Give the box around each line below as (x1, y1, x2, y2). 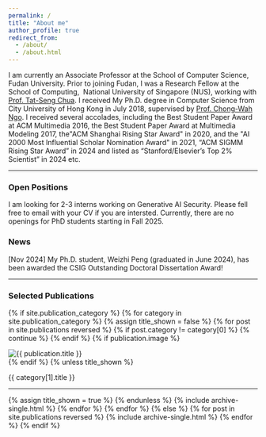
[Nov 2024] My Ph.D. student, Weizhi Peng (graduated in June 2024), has (8, 255, 249, 264)
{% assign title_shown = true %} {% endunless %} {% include (8, 395, 210, 404)
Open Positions (8, 182, 69, 193)
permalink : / (8, 11, 51, 20)
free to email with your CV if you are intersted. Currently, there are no (8, 208, 234, 218)
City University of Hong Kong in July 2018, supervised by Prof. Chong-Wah (8, 104, 253, 113)
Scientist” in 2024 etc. (8, 155, 81, 163)
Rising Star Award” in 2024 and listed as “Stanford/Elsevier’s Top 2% (8, 146, 233, 155)
